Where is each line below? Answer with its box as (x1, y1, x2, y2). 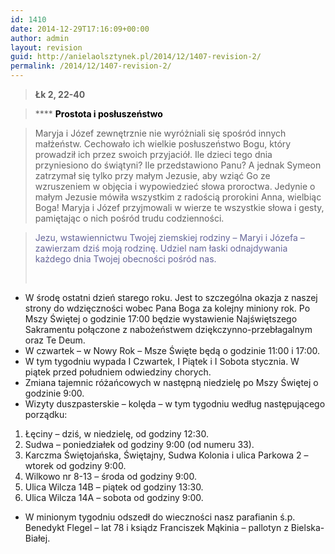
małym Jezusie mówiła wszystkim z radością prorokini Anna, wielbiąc (34, 191, 322, 203)
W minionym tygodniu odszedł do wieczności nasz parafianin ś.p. (24, 511, 296, 523)
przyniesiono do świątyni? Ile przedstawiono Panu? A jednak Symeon (34, 159, 322, 171)
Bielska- (290, 522, 325, 533)
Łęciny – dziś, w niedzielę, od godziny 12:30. (24, 428, 210, 440)
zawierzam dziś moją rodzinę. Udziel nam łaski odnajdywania (34, 242, 288, 254)
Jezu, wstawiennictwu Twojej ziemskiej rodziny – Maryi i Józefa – (34, 232, 305, 243)
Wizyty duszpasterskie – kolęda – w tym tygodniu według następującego (24, 398, 326, 410)
